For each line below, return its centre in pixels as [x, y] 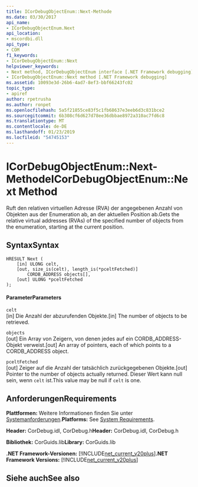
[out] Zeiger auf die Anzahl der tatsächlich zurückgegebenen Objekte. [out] [97, 367]
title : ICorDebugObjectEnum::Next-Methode [59, 11]
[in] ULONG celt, [38, 264]
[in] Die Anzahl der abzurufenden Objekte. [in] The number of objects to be [97, 316]
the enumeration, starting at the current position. [65, 227]
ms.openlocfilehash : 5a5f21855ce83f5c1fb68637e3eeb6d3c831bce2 [85, 110]
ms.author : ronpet [29, 105]
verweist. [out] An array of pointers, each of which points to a [97, 344]
